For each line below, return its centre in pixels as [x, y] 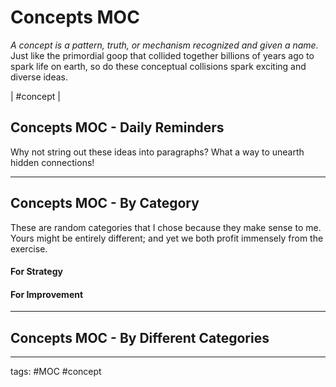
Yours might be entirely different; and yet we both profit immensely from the [167, 238]
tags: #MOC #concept [56, 372]
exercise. [29, 248]
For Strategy [36, 272]
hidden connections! [52, 162]
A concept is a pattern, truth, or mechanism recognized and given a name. [164, 45]
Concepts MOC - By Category [105, 203]
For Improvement [47, 294]
